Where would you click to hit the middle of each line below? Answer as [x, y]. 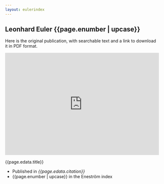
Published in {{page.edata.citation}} [49, 171]
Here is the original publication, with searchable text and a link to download [81, 41]
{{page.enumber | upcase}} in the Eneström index [62, 177]
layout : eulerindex [25, 9]
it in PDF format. [21, 46]
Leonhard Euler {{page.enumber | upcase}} [73, 29]
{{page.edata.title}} [24, 162]
